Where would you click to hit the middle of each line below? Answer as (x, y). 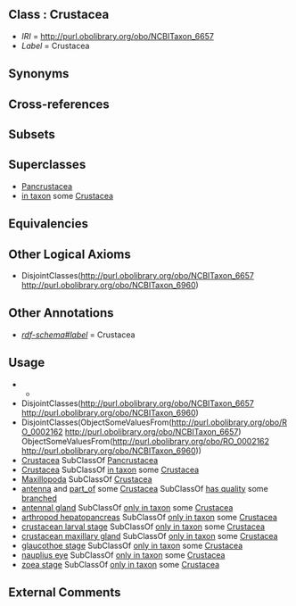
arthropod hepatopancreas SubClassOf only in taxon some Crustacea (149, 517)
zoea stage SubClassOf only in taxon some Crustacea (120, 564)
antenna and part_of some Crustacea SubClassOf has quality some (144, 488)
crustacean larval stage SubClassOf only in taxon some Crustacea (143, 527)
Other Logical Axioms (70, 254)
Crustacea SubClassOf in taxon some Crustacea (110, 469)
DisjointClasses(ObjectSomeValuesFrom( (96, 422)
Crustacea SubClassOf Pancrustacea (90, 460)
